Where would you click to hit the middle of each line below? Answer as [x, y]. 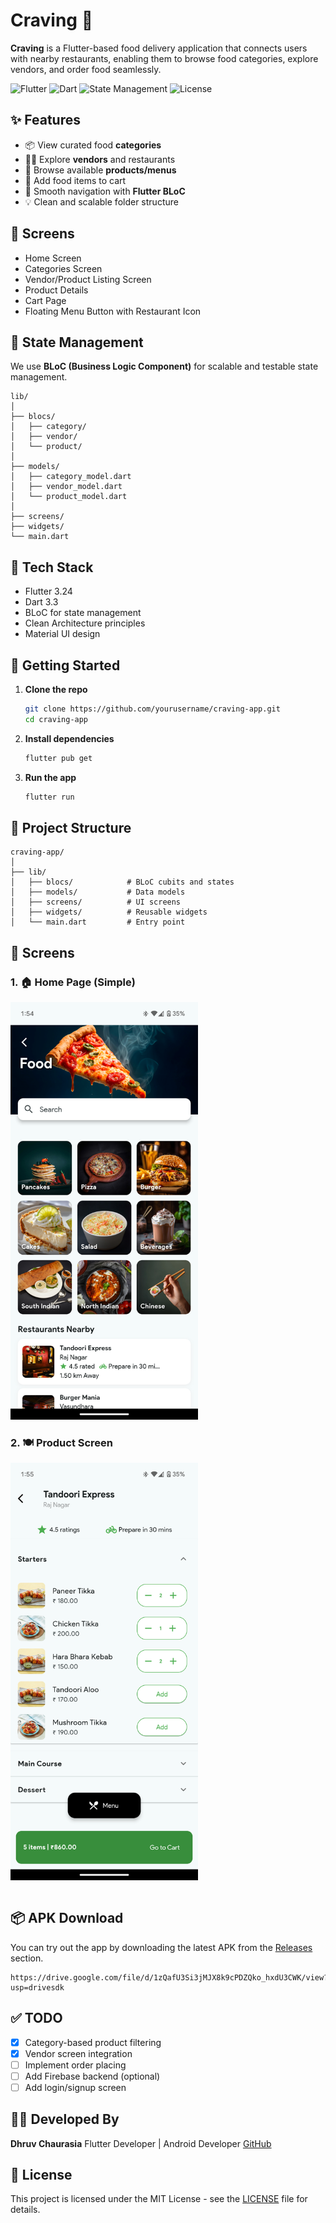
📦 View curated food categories [93, 145]
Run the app [50, 777]
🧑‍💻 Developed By [65, 2119]
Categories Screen [63, 268]
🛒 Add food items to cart [75, 180]
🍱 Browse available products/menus [100, 170]
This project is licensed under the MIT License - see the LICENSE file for [159, 2199]
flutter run [49, 797]
